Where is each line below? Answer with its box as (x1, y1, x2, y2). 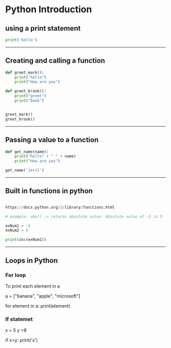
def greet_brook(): (5, 88, 47, 94)
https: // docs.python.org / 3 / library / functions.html (5, 204, 115, 210)
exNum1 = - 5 (5, 223, 31, 228)
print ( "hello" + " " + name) (14, 154, 76, 159)
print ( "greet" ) (14, 94, 47, 99)
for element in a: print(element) (5, 303, 71, 309)
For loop (5, 271, 26, 279)
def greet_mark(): (5, 70, 44, 75)
